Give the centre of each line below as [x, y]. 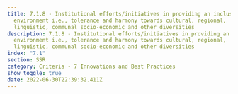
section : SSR [27, 60]
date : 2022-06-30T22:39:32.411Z [55, 80]
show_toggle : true [34, 73]
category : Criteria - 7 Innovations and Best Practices [91, 66]
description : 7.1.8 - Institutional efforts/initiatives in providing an [119, 34]
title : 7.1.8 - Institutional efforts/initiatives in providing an [109, 14]
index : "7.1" [27, 54]
